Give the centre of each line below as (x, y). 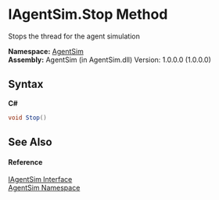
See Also (30, 142)
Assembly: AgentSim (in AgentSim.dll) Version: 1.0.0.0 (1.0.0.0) (109, 60)
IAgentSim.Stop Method (88, 15)
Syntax (26, 84)
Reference (25, 162)
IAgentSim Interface (40, 180)
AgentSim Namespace (44, 188)
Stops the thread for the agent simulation (74, 36)
